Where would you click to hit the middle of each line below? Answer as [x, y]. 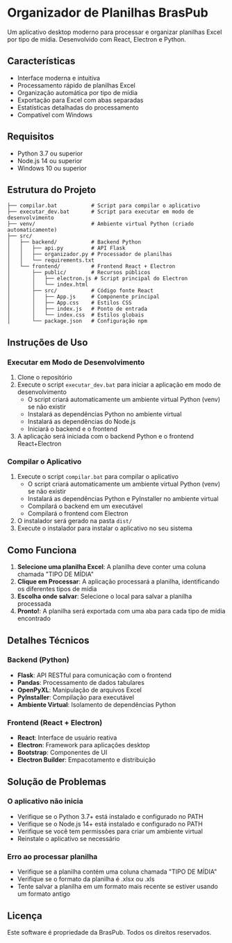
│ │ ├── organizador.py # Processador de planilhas [90, 255]
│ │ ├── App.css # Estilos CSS [69, 303]
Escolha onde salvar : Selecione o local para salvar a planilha [105, 596]
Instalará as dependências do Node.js [82, 422]
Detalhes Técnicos [48, 640]
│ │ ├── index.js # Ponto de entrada [77, 309]
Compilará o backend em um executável [85, 506]
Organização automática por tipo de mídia [77, 92]
